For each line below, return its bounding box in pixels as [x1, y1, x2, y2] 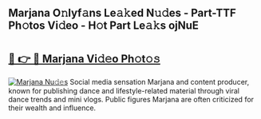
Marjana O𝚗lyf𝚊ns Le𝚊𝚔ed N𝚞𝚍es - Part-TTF [8, 6, 237, 20]
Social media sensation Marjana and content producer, [69, 77, 250, 86]
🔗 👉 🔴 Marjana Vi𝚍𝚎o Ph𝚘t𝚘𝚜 [8, 52, 161, 65]
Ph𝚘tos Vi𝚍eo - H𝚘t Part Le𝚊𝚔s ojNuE [8, 19, 200, 33]
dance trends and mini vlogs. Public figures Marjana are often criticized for [8, 95, 254, 104]
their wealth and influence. [8, 103, 97, 113]
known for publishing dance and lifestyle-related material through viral [8, 86, 239, 95]
